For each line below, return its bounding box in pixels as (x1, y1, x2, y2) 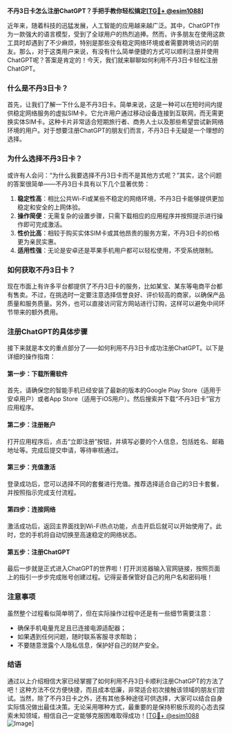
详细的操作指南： (7, 352, 56, 361)
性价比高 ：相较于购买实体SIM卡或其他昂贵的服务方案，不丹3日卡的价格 (17, 229, 220, 237)
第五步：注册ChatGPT (7, 548, 70, 556)
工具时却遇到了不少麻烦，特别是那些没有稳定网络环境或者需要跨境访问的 (7, 39, 213, 47)
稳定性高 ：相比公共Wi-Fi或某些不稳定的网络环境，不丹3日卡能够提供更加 (17, 194, 224, 202)
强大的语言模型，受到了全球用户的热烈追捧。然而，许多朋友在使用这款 (25, 30, 225, 38)
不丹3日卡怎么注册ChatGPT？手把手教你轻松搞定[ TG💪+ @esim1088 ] (7, 7, 204, 15)
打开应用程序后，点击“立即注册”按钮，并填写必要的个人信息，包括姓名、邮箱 (7, 437, 224, 445)
